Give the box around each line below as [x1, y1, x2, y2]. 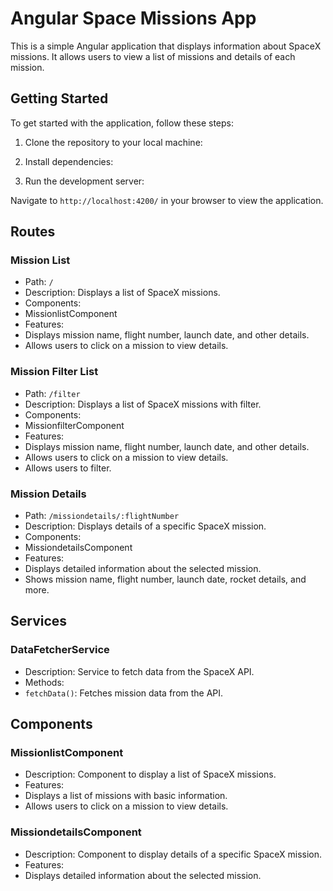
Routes [10, 223, 56, 241]
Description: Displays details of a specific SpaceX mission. [24, 520, 267, 532]
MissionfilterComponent [24, 419, 125, 431]
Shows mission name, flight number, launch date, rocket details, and [24, 573, 307, 586]
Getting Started [10, 90, 109, 107]
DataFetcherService [10, 643, 110, 657]
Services [10, 613, 68, 630]
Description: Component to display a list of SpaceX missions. [24, 768, 277, 781]
